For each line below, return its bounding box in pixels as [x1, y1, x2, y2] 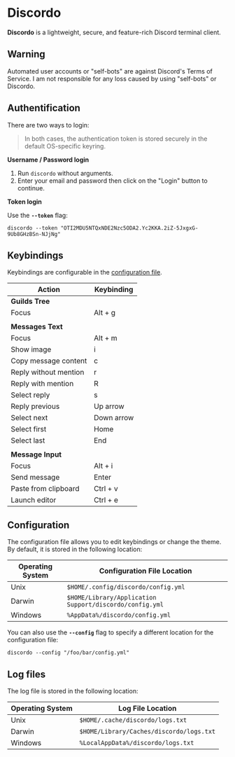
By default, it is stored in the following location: [7, 545, 143, 554]
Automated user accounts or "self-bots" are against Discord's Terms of [7, 67, 213, 75]
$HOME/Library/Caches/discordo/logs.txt [79, 728, 215, 735]
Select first [10, 424, 47, 434]
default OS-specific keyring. [24, 141, 106, 150]
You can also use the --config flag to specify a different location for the [7, 628, 214, 637]
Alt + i [94, 461, 113, 471]
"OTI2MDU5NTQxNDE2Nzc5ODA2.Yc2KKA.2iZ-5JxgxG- [60, 224, 199, 232]
